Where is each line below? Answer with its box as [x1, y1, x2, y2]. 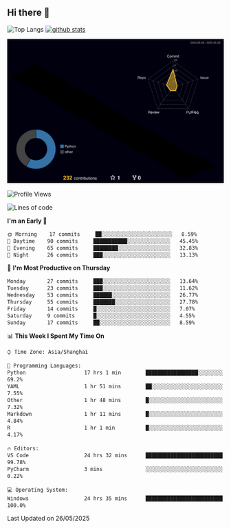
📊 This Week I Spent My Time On [7, 332, 104, 340]
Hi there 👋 [7, 7, 50, 19]
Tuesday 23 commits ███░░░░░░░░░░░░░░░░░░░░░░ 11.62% [7, 285, 198, 292]
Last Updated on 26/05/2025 [7, 515, 90, 522]
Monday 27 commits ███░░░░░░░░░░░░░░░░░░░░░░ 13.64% [7, 278, 198, 285]
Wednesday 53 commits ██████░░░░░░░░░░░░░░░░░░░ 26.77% [7, 292, 198, 299]
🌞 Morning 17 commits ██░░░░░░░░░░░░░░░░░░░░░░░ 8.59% [7, 231, 197, 238]
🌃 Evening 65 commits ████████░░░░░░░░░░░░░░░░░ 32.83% [7, 245, 198, 252]
